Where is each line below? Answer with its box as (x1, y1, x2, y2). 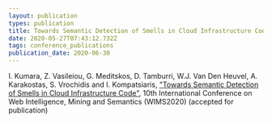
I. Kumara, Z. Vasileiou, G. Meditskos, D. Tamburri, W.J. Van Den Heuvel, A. (8, 72, 258, 80)
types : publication (8, 19, 74, 27)
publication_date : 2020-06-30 (8, 49, 111, 57)
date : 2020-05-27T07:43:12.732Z (8, 34, 117, 43)
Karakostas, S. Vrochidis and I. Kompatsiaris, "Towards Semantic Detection (8, 80, 259, 89)
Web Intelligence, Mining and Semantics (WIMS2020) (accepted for (8, 97, 235, 106)
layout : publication (8, 11, 79, 20)
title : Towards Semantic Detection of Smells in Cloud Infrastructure (8, 27, 252, 35)
